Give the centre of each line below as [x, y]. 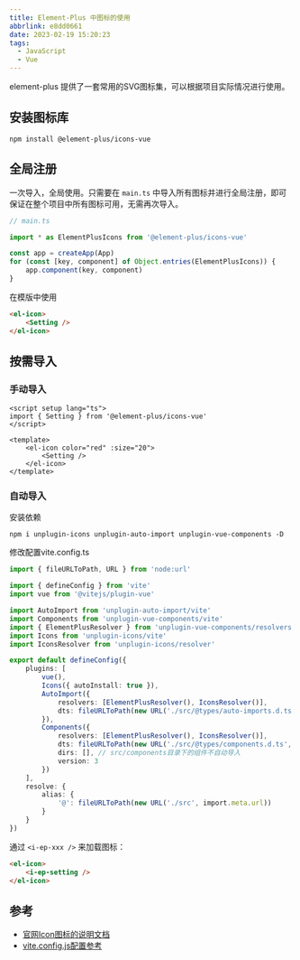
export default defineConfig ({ [68, 660]
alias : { [58, 795]
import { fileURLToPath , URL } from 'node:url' [100, 570]
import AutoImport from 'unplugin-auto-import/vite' [110, 610]
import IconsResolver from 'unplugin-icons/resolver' [113, 644]
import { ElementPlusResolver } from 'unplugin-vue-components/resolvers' [153, 627]
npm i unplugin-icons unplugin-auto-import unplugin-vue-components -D [146, 535]
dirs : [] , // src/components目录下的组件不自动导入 [149, 753]
